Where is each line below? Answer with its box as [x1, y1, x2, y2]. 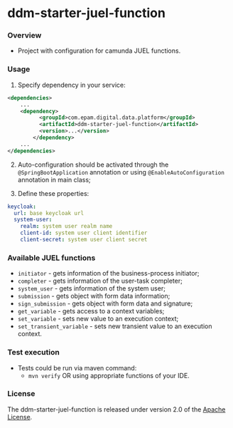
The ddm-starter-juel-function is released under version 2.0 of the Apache [7, 404, 226, 414]
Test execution [7, 348, 60, 357]
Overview [7, 31, 42, 41]
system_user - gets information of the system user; [17, 284, 166, 293]
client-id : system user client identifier [20, 229, 148, 236]
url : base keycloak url [13, 209, 84, 216]
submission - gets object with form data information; [17, 292, 170, 301]
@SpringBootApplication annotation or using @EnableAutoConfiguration [17, 167, 225, 176]
